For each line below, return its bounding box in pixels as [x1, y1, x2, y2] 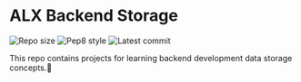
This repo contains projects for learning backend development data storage [9, 52, 293, 63]
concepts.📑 [9, 62, 53, 73]
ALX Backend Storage [9, 5, 179, 26]
